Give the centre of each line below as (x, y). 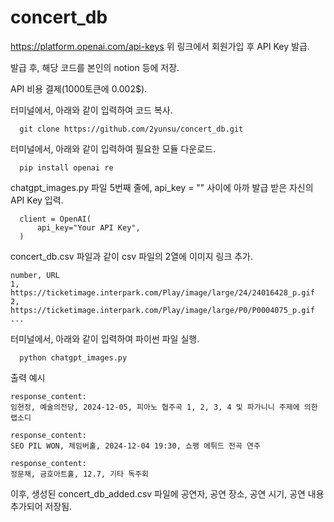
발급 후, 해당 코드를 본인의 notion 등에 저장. (95, 67)
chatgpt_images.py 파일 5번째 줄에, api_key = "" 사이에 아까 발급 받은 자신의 (162, 187)
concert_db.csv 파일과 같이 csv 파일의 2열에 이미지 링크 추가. (131, 256)
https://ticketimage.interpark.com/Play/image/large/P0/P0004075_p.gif (162, 310)
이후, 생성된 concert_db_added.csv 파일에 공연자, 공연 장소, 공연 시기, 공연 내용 (167, 493)
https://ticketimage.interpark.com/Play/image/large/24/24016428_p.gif (162, 292)
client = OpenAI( (55, 219)
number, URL (35, 275)
